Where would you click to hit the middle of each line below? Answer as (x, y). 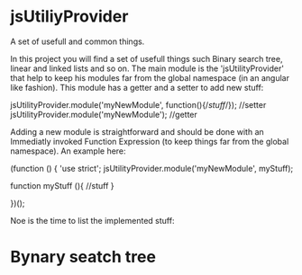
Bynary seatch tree (83, 257)
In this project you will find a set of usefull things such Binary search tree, (146, 58)
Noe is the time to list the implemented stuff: (92, 220)
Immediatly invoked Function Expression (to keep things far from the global (150, 141)
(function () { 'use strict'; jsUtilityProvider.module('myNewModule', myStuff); (152, 168)
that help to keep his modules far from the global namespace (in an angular (150, 77)
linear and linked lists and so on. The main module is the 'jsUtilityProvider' (147, 68)
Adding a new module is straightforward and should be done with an (137, 131)
